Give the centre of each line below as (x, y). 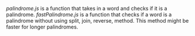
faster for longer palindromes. (42, 27)
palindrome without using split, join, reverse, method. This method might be (97, 21)
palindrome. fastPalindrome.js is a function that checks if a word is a (89, 15)
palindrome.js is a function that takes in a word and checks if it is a (87, 8)
